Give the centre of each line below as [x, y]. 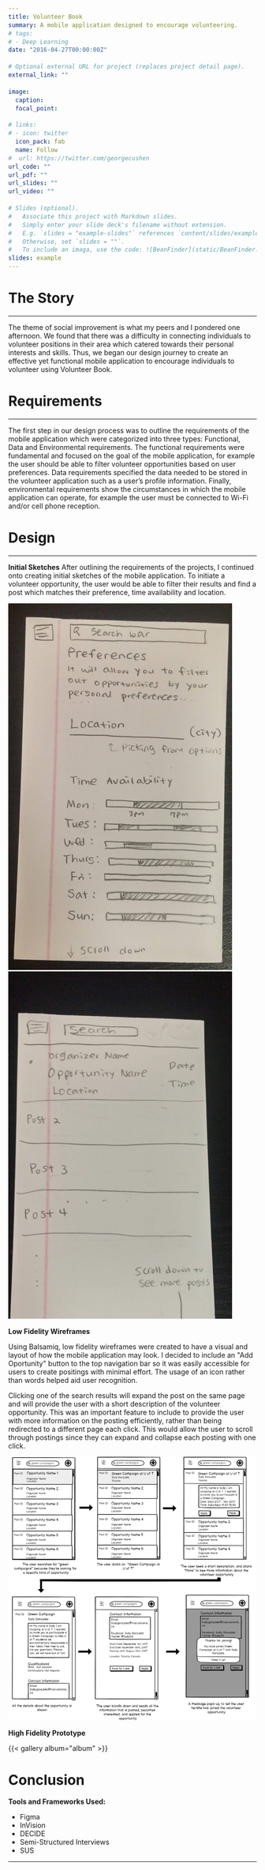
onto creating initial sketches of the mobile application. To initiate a [117, 575]
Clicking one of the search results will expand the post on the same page [127, 1395]
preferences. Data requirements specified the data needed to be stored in [128, 472]
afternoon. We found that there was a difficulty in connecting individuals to [129, 335]
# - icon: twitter [38, 133]
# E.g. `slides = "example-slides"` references [91, 233]
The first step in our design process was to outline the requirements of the [129, 430]
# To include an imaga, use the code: [76, 250]
